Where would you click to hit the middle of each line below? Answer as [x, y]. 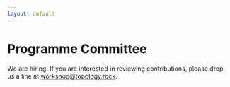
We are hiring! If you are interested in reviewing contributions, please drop [115, 69]
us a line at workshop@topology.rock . [63, 76]
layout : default [31, 14]
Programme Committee [77, 48]
